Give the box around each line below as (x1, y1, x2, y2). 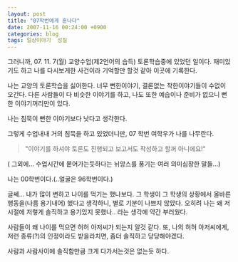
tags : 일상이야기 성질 (7, 37, 68, 44)
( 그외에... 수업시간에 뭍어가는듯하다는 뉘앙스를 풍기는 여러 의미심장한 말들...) (7, 159, 221, 168)
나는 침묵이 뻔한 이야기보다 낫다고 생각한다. (7, 115, 128, 123)
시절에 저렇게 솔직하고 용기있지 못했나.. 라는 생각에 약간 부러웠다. (7, 208, 188, 216)
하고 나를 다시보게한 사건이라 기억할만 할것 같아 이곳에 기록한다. (20, 66, 197, 75)
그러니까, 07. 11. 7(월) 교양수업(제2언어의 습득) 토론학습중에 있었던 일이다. (7, 58, 212, 66)
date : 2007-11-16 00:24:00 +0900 (7, 23, 107, 31)
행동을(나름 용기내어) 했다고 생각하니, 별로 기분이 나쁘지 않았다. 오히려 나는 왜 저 (7, 199, 230, 207)
